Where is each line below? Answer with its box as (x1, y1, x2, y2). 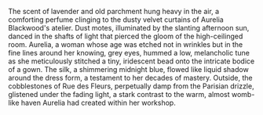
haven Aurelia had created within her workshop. (20, 98, 177, 107)
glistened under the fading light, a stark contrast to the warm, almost (8, 90, 230, 99)
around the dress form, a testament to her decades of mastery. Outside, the (8, 74, 253, 82)
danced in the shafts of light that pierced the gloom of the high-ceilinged (8, 31, 243, 41)
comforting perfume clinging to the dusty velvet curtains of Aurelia (8, 15, 224, 24)
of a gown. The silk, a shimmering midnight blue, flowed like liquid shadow (8, 65, 249, 74)
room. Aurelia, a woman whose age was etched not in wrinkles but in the (8, 40, 243, 49)
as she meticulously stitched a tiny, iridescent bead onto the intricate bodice (8, 56, 255, 66)
